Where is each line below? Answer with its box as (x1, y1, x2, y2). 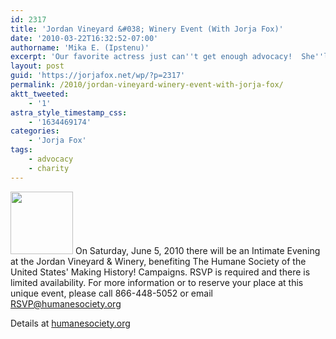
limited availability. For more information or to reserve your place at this (10, 276, 304, 288)
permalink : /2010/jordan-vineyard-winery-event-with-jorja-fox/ (10, 80, 284, 90)
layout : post (10, 61, 65, 71)
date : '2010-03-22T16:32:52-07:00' (10, 33, 159, 43)
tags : (10, 145, 33, 155)
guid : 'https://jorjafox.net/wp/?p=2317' (10, 71, 186, 81)
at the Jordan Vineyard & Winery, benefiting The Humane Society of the (10, 255, 307, 267)
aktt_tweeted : (10, 89, 70, 99)
